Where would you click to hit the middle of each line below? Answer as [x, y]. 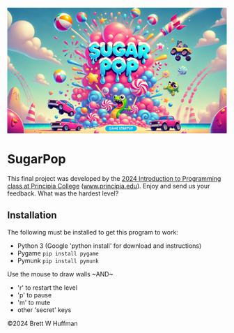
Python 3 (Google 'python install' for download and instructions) [109, 246]
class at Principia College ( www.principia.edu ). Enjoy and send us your [109, 186]
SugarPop [37, 160]
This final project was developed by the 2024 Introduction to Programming [114, 178]
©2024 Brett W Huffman [42, 323]
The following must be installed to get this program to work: [93, 232]
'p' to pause [34, 295]
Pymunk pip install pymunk [58, 260]
